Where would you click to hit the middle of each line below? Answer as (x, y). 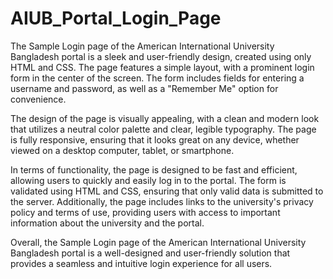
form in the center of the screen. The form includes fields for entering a (157, 78)
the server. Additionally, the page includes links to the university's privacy (162, 201)
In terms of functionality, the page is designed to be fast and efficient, (154, 169)
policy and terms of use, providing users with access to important (145, 212)
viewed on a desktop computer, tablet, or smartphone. (122, 150)
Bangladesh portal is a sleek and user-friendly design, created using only (161, 56)
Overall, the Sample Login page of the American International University (158, 242)
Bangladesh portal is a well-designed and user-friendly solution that (150, 253)
